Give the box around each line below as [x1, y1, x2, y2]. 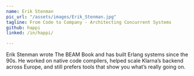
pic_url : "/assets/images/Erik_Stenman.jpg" [6, 14, 117, 20]
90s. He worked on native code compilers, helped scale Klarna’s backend [6, 57, 183, 64]
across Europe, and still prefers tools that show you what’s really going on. [6, 63, 186, 70]
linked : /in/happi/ [6, 30, 54, 36]
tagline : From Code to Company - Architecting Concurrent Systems [6, 19, 172, 25]
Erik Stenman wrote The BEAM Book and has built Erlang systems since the [6, 51, 189, 58]
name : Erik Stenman [6, 8, 54, 15]
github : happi [6, 24, 41, 31]
